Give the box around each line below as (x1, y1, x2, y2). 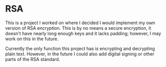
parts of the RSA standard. (5, 56, 60, 62)
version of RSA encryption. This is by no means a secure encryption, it (5, 25, 151, 31)
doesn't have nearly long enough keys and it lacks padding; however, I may (5, 30, 161, 36)
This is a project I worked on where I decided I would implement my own (5, 20, 155, 26)
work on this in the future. (5, 36, 59, 42)
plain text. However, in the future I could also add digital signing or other (5, 51, 155, 57)
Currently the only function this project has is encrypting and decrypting (5, 45, 155, 51)
